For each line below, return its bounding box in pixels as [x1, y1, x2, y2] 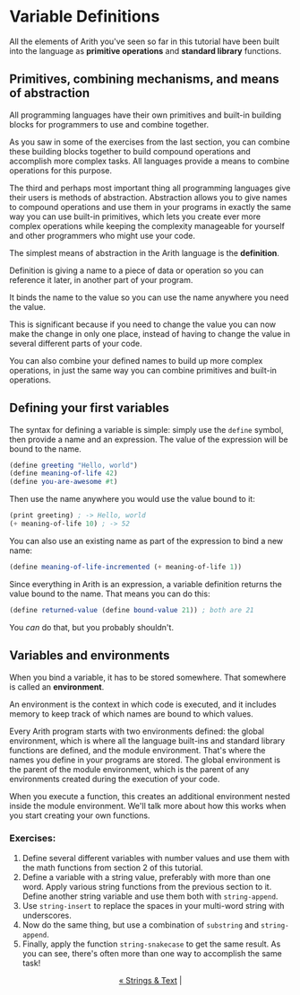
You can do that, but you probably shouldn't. [9, 621, 175, 632]
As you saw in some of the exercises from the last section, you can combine [9, 136, 291, 147]
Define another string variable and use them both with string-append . [21, 891, 279, 902]
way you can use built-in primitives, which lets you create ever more [9, 211, 261, 222]
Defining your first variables [9, 401, 170, 416]
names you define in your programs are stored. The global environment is [9, 754, 280, 765]
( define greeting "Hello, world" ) [9, 461, 139, 470]
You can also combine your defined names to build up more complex [9, 355, 263, 365]
